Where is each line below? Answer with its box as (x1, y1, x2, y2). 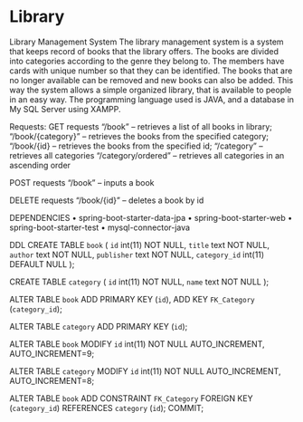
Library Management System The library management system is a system (9, 36, 284, 47)
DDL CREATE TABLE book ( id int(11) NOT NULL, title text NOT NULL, (9, 239, 270, 250)
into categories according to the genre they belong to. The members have (9, 55, 285, 66)
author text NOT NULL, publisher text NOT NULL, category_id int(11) (9, 249, 265, 260)
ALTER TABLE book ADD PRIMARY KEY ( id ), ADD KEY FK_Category (9, 293, 255, 304)
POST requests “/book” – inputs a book (9, 177, 155, 187)
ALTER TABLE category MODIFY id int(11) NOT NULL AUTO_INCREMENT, (9, 365, 281, 377)
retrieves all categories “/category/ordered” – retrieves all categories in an (9, 149, 285, 160)
